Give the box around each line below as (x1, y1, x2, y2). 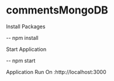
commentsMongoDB (6, 4, 108, 17)
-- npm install (6, 34, 39, 41)
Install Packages (6, 23, 46, 30)
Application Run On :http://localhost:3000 (6, 68, 106, 75)
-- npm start (6, 57, 36, 64)
